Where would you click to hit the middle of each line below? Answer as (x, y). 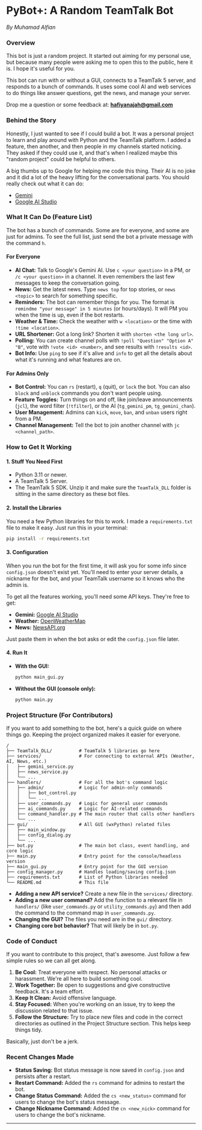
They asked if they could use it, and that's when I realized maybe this (92, 153)
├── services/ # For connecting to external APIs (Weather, (101, 756)
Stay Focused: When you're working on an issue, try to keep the (95, 1004)
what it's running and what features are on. (68, 360)
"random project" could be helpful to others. (61, 159)
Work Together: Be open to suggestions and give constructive (93, 985)
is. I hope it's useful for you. (41, 69)
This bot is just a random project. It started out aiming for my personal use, (99, 56)
